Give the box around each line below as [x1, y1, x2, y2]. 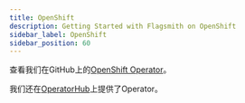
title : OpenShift [9, 13, 75, 23]
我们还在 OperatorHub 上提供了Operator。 [9, 83, 163, 95]
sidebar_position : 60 [9, 38, 91, 48]
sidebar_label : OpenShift [9, 30, 107, 39]
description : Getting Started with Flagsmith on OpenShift [9, 22, 237, 31]
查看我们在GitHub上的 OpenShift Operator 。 [9, 64, 172, 75]
